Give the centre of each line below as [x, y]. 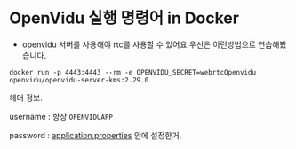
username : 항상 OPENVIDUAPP [61, 116]
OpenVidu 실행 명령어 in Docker [124, 18]
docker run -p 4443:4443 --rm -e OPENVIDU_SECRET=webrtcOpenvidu [132, 72]
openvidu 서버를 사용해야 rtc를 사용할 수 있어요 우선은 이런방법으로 [139, 44]
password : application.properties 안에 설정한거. [96, 135]
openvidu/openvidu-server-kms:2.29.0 [79, 80]
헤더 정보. [26, 98]
